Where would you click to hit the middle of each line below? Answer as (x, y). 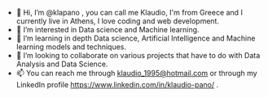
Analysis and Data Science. (62, 64)
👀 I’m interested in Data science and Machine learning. (108, 30)
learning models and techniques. (71, 47)
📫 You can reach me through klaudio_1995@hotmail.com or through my (137, 73)
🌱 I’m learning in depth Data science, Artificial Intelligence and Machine (136, 38)
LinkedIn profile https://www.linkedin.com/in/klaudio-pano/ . (117, 84)
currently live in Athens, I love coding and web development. (118, 21)
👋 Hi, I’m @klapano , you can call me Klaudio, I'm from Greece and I (129, 13)
